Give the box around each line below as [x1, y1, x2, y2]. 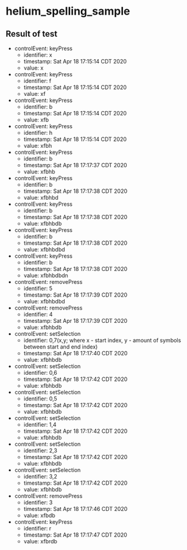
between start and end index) [23, 343, 98, 350]
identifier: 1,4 [23, 421, 57, 428]
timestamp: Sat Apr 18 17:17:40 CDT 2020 [23, 350, 128, 356]
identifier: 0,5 [23, 395, 57, 402]
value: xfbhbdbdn [23, 272, 68, 279]
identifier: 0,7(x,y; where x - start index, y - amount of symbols [23, 337, 182, 344]
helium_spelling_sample [5, 4, 130, 18]
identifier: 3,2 [23, 473, 57, 480]
